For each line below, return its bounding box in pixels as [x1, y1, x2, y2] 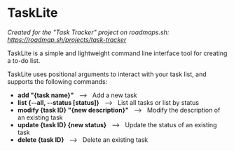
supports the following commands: [7, 77, 108, 85]
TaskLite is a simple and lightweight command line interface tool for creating [7, 49, 228, 57]
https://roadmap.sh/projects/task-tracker [7, 35, 127, 43]
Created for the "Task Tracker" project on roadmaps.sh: [7, 28, 170, 36]
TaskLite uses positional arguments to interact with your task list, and [7, 70, 207, 78]
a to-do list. [7, 56, 41, 64]
